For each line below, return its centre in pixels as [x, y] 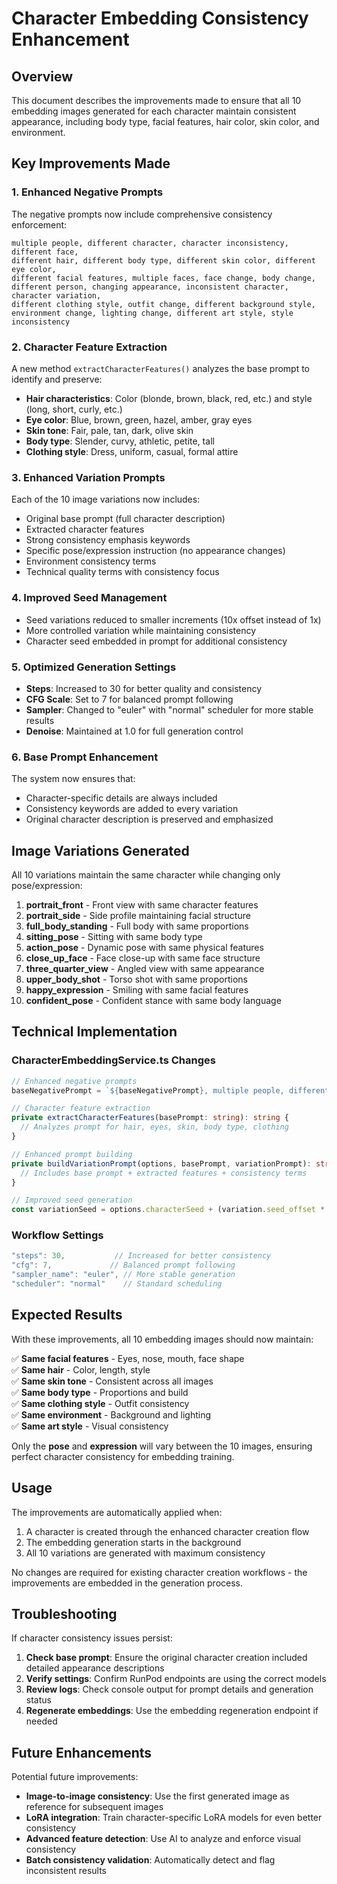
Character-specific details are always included [121, 798]
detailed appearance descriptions [95, 1668]
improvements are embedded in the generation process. [127, 1583]
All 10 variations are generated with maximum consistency [145, 1553]
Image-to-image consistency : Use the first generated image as [157, 1796]
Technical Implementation [94, 1032]
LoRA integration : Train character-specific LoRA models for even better [174, 1818]
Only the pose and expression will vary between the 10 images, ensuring [162, 1446]
